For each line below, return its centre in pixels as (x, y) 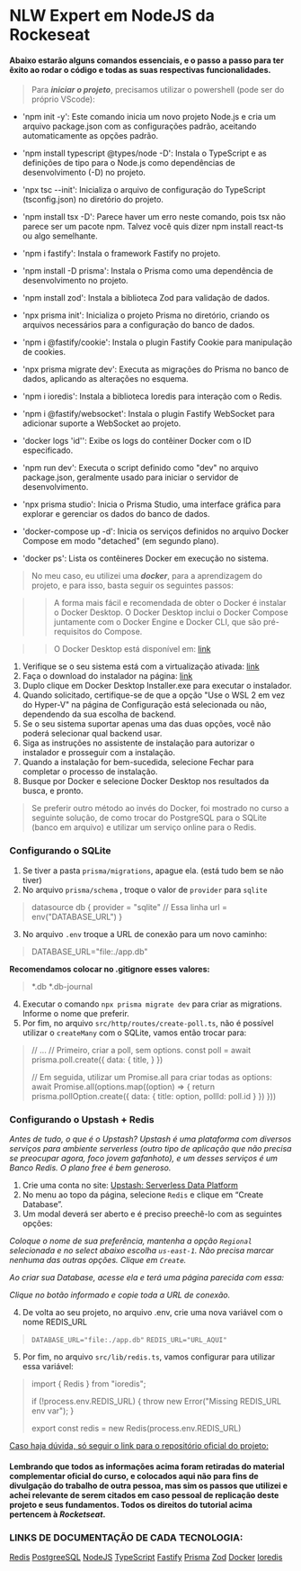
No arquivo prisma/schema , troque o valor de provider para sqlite (145, 889)
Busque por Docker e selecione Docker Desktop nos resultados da (146, 781)
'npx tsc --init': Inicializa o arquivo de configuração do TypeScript (144, 190)
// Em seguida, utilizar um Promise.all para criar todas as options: (151, 1077)
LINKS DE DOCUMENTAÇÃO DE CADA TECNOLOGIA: (126, 1538)
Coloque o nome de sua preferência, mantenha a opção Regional (131, 1241)
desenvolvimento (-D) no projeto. (84, 173)
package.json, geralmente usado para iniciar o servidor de (130, 477)
